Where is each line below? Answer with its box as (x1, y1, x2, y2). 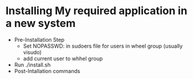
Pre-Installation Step (14, 36, 65, 43)
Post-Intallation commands (14, 67, 80, 74)
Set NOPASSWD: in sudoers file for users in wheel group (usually (23, 42, 183, 50)
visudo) (23, 48, 42, 55)
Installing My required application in (5, 4, 188, 18)
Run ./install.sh (14, 61, 51, 68)
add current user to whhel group (23, 55, 103, 62)
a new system (5, 17, 76, 30)
